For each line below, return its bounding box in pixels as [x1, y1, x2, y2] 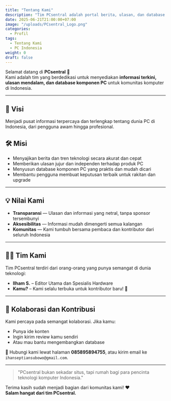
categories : [5, 27, 31, 32]
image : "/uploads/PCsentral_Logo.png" [5, 21, 88, 27]
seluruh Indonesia [12, 232, 50, 238]
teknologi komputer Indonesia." [17, 374, 83, 381]
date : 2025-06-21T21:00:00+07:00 [5, 17, 76, 22]
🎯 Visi [5, 105, 24, 113]
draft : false [5, 55, 33, 60]
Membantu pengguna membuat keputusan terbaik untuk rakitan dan [12, 171, 156, 178]
